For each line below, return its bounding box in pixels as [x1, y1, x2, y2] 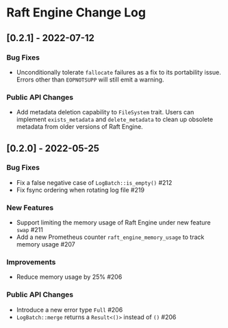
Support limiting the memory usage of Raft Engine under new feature [16, 218, 211, 227]
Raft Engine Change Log [6, 5, 147, 21]
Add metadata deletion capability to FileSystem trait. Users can [16, 108, 194, 116]
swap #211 [16, 226, 44, 234]
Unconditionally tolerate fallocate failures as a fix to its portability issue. [16, 68, 222, 76]
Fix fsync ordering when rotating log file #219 [16, 186, 145, 194]
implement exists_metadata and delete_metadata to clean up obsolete [16, 115, 214, 124]
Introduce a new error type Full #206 [16, 305, 123, 314]
